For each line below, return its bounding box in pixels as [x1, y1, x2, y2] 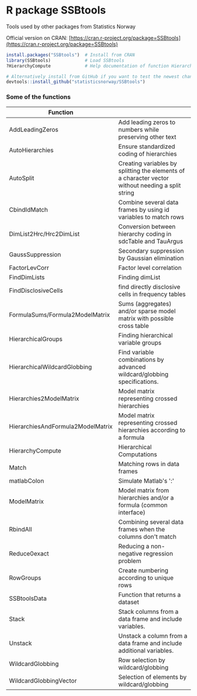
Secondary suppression [118, 246, 184, 255]
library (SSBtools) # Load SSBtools [6, 57, 125, 63]
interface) [118, 508, 145, 516]
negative [118, 549, 142, 557]
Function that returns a [118, 590, 181, 598]
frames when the [118, 525, 165, 533]
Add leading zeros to [118, 118, 176, 126]
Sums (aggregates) [118, 299, 172, 307]
